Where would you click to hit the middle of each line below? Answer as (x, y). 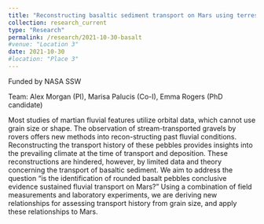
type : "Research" (37, 30)
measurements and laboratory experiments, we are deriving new (113, 195)
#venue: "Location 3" (44, 45)
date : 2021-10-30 (37, 52)
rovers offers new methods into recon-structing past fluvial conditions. (123, 136)
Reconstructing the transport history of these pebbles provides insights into (130, 145)
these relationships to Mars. (53, 211)
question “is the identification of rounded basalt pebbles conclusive (117, 178)
